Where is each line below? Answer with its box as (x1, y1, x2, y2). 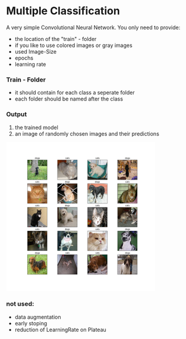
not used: (6, 300, 34, 308)
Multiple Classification (6, 4, 120, 18)
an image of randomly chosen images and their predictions (14, 130, 159, 137)
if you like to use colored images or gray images (14, 42, 133, 49)
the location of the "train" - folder (14, 35, 97, 42)
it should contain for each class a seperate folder (14, 89, 135, 96)
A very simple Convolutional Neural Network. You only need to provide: (6, 24, 181, 31)
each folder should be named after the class (14, 95, 124, 102)
